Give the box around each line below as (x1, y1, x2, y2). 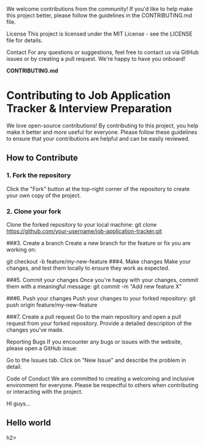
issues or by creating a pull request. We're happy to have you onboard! (6, 55, 186, 62)
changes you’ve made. (6, 326, 64, 334)
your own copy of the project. (6, 192, 82, 199)
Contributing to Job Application (6, 88, 171, 103)
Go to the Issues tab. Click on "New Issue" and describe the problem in (6, 356, 186, 364)
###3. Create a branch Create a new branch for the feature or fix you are (6, 239, 191, 246)
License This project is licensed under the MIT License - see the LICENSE (6, 30, 193, 37)
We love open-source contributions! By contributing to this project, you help (6, 122, 199, 129)
